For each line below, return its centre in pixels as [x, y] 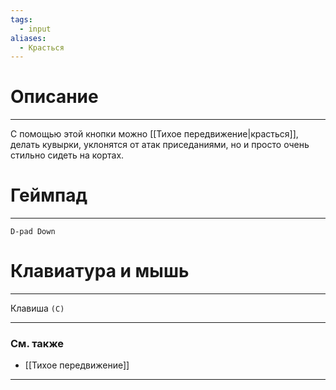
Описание [54, 97]
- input [35, 29]
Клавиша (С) [37, 308]
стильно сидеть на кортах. [67, 155]
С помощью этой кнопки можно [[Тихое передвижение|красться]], [154, 134]
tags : [21, 19]
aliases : [28, 38]
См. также [37, 343]
